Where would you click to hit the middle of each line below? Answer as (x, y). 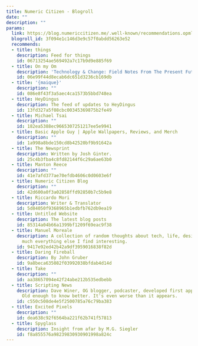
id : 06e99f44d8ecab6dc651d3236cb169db (64, 77)
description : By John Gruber (52, 258)
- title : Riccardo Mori (40, 198)
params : (16, 28)
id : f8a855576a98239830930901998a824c (64, 334)
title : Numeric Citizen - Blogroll (50, 11)
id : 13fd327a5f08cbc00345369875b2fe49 (64, 110)
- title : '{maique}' (37, 83)
